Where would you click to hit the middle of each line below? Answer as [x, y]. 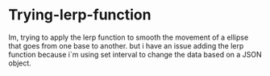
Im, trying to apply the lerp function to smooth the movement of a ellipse [129, 37]
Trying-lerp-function [80, 15]
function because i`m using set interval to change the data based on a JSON [135, 54]
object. [20, 63]
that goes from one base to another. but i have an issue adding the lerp [126, 45]
